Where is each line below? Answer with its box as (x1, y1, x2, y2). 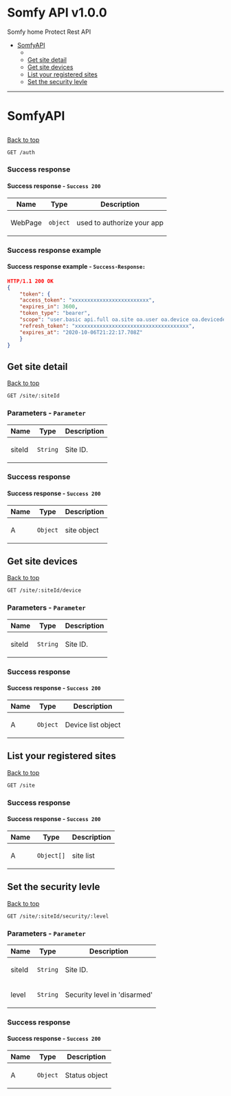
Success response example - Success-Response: (7, 262, 146, 271)
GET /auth (7, 149, 36, 156)
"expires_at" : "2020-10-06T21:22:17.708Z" (19, 329, 143, 335)
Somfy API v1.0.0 (7, 5, 108, 21)
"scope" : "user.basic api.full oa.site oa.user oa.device (19, 316, 189, 323)
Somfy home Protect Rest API (7, 28, 91, 36)
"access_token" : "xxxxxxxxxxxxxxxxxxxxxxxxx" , (19, 297, 155, 304)
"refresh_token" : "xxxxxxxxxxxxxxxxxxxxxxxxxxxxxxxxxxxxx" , (19, 322, 195, 329)
